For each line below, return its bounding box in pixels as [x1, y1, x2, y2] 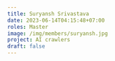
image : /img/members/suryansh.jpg [7, 29, 109, 37]
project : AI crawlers [7, 36, 71, 43]
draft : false [7, 43, 46, 50]
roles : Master [7, 23, 49, 30]
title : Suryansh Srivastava [7, 10, 90, 18]
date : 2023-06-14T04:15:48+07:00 [7, 17, 105, 24]
